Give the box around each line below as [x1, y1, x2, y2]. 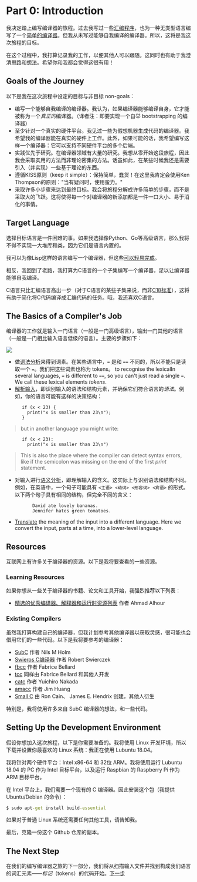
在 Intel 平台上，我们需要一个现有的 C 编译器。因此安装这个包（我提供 [6, 786, 175, 793]
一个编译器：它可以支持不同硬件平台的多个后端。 [19, 142, 138, 149]
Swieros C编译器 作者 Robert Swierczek [14, 656, 111, 663]
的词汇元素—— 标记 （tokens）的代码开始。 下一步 [6, 870, 125, 877]
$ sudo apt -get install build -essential [6, 805, 107, 811]
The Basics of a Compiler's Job [6, 311, 122, 321]
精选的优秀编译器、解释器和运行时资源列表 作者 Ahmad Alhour [14, 599, 165, 606]
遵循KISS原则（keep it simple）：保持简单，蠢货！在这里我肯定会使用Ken [14, 171, 190, 178]
